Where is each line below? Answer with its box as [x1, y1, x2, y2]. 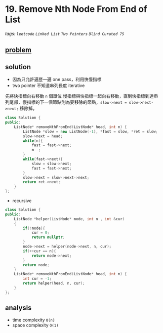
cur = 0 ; [31, 230, 50, 235]
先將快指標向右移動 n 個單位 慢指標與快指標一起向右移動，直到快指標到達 [5, 93, 154, 99]
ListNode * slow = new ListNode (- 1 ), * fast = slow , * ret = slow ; [23, 129, 158, 134]
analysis [5, 304, 32, 312]
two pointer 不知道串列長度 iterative [12, 83, 85, 88]
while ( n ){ [23, 138, 43, 143]
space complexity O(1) [12, 322, 59, 328]
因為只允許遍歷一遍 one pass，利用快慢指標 [12, 77, 102, 83]
